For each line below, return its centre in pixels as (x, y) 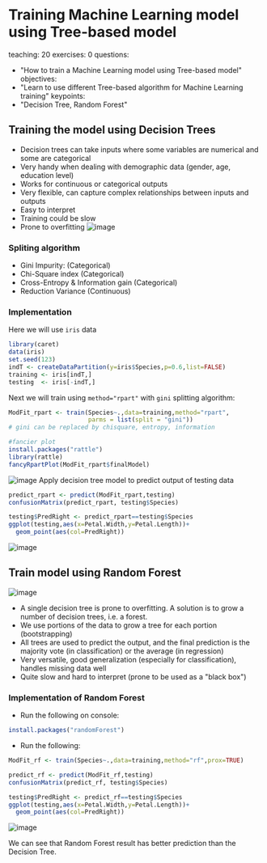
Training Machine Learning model (124, 15)
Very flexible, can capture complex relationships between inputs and (134, 192)
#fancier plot (32, 442)
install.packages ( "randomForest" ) (67, 730)
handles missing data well (63, 668)
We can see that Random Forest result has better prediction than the (122, 844)
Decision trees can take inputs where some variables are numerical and (139, 149)
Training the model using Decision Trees (112, 130)
